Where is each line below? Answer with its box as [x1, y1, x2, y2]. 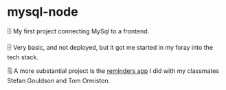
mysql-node [7, 4, 78, 20]
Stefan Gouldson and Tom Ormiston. [7, 76, 111, 85]
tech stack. [7, 52, 39, 61]
